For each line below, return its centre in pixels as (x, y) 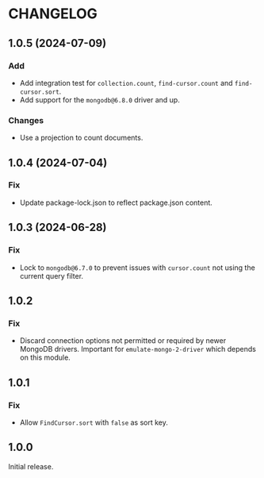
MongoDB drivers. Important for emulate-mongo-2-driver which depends (138, 349)
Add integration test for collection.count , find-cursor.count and (126, 83)
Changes (26, 120)
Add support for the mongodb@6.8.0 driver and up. (99, 99)
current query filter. (52, 276)
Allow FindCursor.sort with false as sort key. (94, 422)
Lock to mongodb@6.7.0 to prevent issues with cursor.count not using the (137, 268)
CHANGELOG (53, 14)
